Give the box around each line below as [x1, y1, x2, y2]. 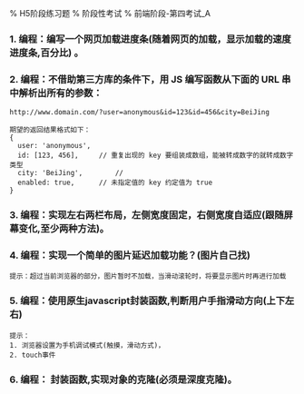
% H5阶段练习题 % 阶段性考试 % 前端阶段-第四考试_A [9, 8, 211, 18]
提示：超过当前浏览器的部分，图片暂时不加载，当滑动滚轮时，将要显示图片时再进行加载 [9, 271, 287, 281]
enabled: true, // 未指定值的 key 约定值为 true [17, 178, 213, 188]
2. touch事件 [9, 350, 56, 360]
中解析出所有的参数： [9, 86, 103, 99]
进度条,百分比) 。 [9, 46, 84, 59]
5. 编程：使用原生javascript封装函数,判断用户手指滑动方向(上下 [9, 294, 286, 307]
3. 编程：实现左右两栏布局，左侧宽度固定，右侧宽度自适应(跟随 [9, 209, 284, 222]
